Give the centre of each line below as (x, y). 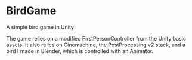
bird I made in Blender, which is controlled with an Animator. (80, 51)
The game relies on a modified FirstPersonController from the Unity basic (96, 38)
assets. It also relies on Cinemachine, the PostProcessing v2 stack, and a (96, 45)
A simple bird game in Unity (40, 27)
